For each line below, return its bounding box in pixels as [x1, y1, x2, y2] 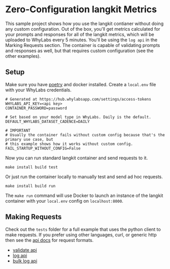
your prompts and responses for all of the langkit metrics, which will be [5, 31, 154, 37]
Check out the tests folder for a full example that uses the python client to [5, 226, 161, 232]
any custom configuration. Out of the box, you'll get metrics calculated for [5, 26, 160, 32]
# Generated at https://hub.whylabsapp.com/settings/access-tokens [5, 96, 152, 102]
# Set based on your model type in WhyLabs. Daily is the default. [5, 114, 152, 119]
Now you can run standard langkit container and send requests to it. [5, 155, 148, 161]
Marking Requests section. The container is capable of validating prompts [5, 42, 160, 48]
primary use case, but [5, 137, 53, 142]
